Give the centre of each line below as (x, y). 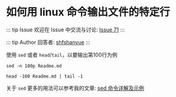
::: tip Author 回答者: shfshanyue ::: (48, 42)
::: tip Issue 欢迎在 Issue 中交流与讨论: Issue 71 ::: (66, 30)
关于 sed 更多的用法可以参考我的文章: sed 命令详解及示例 (75, 88)
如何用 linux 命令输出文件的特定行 (88, 12)
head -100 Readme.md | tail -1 (45, 76)
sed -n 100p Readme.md (34, 66)
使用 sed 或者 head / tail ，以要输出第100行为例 (62, 54)
